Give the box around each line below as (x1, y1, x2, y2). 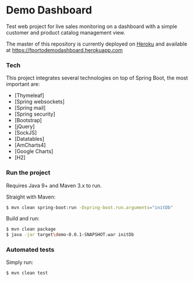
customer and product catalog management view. (6, 29, 125, 36)
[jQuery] (14, 123, 35, 130)
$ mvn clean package (6, 226, 57, 233)
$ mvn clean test (6, 270, 48, 276)
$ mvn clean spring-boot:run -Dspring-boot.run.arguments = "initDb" (6, 204, 174, 210)
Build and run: (6, 215, 40, 222)
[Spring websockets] (14, 98, 65, 105)
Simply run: (6, 259, 34, 266)
